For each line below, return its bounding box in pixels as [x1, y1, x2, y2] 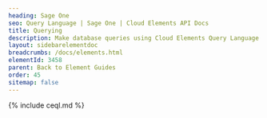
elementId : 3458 [8, 57, 62, 65]
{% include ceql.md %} [8, 100, 86, 110]
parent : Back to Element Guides [8, 64, 116, 72]
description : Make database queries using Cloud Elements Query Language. [8, 33, 263, 42]
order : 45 [8, 71, 42, 79]
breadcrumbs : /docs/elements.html [8, 49, 124, 57]
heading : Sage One [8, 11, 70, 20]
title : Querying [8, 26, 62, 34]
